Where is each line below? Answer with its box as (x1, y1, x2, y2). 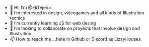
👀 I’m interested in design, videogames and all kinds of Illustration (9, 10, 145, 16)
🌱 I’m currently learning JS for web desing (9, 20, 96, 26)
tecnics (9, 15, 25, 21)
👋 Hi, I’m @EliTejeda (9, 5, 51, 10)
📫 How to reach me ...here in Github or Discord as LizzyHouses (9, 36, 141, 42)
